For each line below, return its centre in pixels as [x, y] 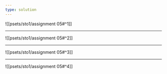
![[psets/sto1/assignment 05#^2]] [39, 38]
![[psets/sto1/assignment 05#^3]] [39, 52]
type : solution [21, 10]
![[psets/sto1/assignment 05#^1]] [39, 24]
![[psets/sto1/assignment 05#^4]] [39, 66]
